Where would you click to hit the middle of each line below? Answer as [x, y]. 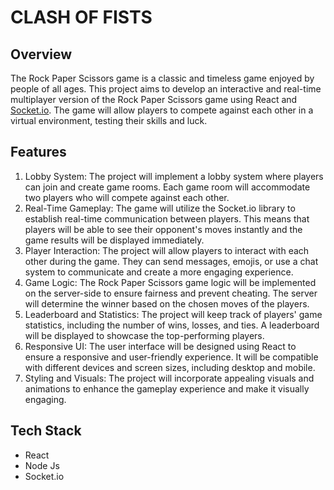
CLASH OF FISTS [81, 17]
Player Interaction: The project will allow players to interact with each [167, 250]
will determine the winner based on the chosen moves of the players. [167, 303]
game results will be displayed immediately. [114, 240]
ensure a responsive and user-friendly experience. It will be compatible [171, 357]
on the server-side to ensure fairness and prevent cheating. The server [171, 293]
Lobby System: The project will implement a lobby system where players [174, 176]
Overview [41, 54]
